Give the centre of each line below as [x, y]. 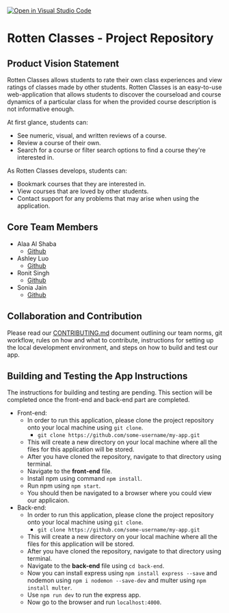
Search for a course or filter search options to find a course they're [111, 150]
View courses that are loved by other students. [83, 191]
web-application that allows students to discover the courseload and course [114, 95]
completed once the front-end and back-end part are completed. [98, 400]
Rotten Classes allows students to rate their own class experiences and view [114, 80]
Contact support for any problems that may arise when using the [108, 198]
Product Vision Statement [63, 63]
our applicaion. [48, 501]
